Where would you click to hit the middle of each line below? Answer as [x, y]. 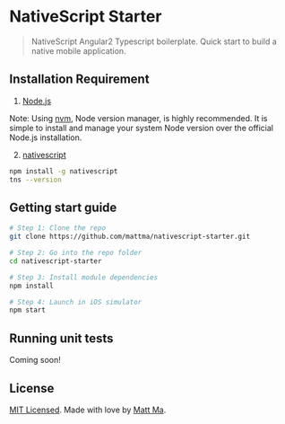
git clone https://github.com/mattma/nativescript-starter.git [130, 237]
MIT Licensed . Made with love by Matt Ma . [88, 410]
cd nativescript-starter [56, 261]
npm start [28, 310]
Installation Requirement [79, 79]
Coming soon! [35, 360]
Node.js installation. [46, 137]
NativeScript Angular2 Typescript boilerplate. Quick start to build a [154, 41]
